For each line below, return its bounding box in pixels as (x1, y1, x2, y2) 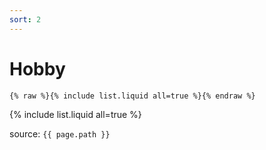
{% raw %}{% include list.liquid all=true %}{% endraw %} (9, 91, 256, 101)
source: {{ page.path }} (9, 127, 111, 140)
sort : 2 (9, 14, 42, 25)
